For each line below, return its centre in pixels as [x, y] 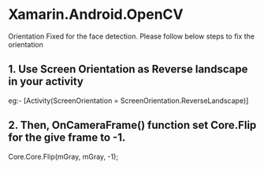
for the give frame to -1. [67, 138]
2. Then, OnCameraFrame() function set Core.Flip [132, 125]
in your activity [46, 81]
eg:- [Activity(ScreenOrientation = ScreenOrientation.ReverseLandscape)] [128, 101]
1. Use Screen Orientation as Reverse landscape [128, 70]
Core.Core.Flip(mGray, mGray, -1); [63, 156]
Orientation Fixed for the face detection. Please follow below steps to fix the [131, 36]
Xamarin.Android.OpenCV [96, 15]
